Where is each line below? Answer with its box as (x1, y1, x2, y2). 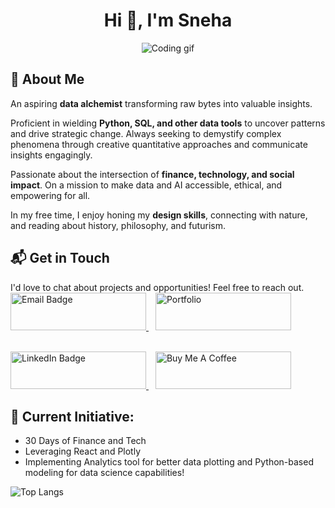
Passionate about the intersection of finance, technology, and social (10, 168, 295, 180)
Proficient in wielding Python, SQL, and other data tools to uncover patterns (10, 117, 326, 129)
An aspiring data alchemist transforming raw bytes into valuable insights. (10, 97, 313, 109)
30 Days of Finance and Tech (24, 435, 147, 447)
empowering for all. (10, 189, 91, 201)
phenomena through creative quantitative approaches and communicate (10, 138, 308, 150)
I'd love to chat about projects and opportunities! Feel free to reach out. (10, 281, 305, 293)
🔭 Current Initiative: (10, 408, 135, 425)
